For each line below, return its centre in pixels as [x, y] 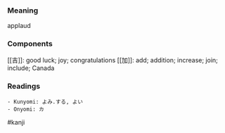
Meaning [23, 10]
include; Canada [31, 68]
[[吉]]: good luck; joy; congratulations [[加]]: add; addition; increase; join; [112, 60]
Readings [24, 86]
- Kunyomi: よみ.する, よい [45, 101]
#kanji [16, 122]
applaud [19, 26]
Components [30, 44]
